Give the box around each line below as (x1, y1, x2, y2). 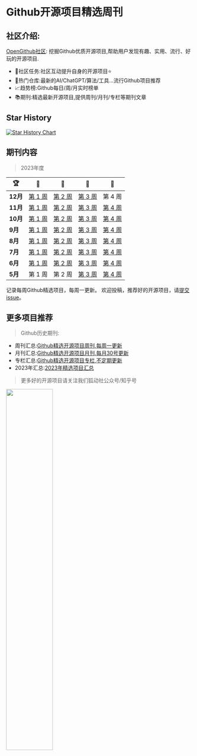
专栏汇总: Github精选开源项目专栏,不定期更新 (14, 357, 122, 364)
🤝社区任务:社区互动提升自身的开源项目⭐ (14, 68, 112, 75)
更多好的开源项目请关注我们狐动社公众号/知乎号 (20, 377, 137, 384)
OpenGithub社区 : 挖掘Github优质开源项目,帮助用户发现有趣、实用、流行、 (6, 48, 186, 55)
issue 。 (6, 294, 25, 301)
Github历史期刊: (20, 329, 60, 337)
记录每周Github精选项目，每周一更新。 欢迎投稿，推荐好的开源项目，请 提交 (6, 286, 190, 293)
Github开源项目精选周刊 (6, 5, 123, 19)
